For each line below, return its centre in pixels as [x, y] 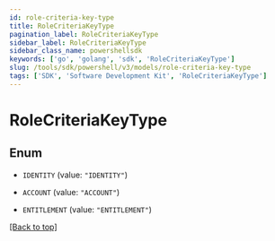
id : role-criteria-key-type [62, 17]
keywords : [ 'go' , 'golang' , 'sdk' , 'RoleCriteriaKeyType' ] [122, 59]
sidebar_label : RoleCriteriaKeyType [78, 43]
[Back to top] [33, 227]
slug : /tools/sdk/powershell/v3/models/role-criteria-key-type [130, 68]
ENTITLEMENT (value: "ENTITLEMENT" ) [87, 209]
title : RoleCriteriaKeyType [62, 26]
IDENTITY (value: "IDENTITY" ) [75, 175]
